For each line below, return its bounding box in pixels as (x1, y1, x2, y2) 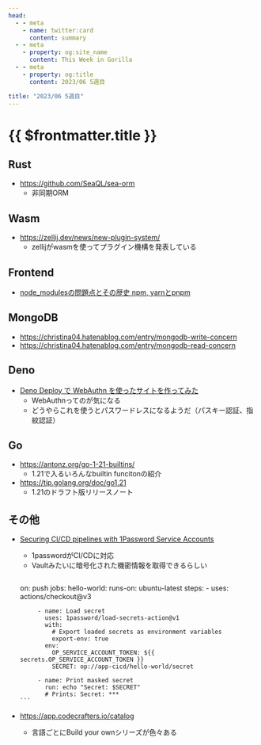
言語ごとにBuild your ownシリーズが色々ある (31, 728, 177, 737)
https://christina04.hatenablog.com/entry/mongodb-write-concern (19, 332, 237, 342)
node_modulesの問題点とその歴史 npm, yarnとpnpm (19, 288, 191, 297)
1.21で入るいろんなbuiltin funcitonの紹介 (31, 469, 162, 479)
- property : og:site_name (22, 48, 108, 56)
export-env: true (51, 635, 109, 643)
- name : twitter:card (22, 26, 93, 34)
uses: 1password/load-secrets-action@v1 (44, 614, 180, 622)
